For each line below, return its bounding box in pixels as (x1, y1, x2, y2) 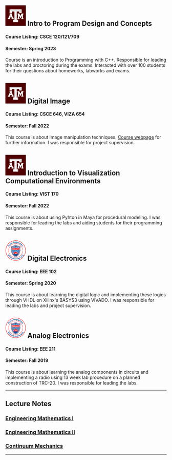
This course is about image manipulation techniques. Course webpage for (5, 134, 161, 140)
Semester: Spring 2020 (5, 280, 56, 286)
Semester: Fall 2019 (5, 357, 49, 363)
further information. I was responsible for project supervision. (5, 140, 135, 146)
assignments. (5, 225, 34, 231)
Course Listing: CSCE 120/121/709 (5, 33, 80, 40)
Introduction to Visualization (27, 168, 120, 177)
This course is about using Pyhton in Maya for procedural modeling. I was (5, 214, 161, 220)
